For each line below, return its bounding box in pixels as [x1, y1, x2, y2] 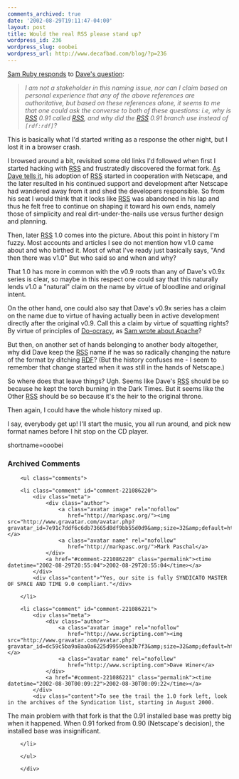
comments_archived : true [7, 10, 81, 18]
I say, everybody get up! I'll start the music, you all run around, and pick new [7, 419, 231, 428]
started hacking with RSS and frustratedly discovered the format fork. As [7, 164, 221, 172]
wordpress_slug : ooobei [7, 43, 78, 51]
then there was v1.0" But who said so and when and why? [7, 253, 176, 262]
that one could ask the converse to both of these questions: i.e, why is [24, 106, 231, 115]
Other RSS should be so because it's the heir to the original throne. [7, 392, 203, 400]
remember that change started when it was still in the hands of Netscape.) [7, 362, 225, 371]
